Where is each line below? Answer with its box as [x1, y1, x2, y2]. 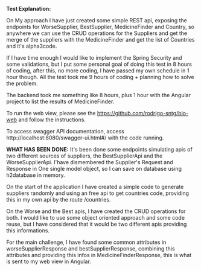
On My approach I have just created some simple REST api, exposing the [6, 17, 187, 24]
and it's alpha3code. [6, 42, 57, 49]
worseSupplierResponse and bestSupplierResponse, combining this [6, 245, 175, 252]
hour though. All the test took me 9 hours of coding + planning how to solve [6, 74, 194, 80]
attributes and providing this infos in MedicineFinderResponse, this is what [6, 252, 192, 258]
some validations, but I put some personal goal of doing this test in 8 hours [6, 60, 192, 68]
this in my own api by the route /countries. [6, 196, 111, 203]
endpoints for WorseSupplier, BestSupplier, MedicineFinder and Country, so [6, 24, 195, 30]
